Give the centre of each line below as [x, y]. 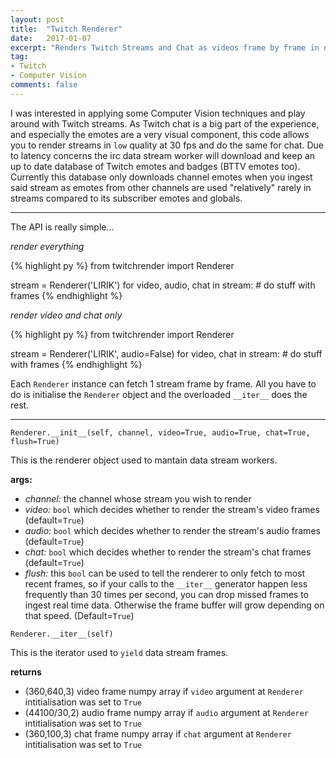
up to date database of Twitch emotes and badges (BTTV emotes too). [155, 166]
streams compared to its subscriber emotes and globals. [126, 198]
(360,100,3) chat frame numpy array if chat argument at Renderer [158, 733]
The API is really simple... [62, 227]
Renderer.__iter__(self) [62, 634]
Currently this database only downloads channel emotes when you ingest [161, 177]
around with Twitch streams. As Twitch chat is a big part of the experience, [165, 123]
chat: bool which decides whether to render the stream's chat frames [168, 552]
